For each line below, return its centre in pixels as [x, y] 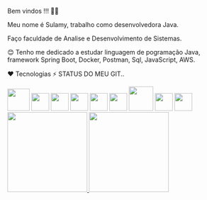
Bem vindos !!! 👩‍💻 [33, 11]
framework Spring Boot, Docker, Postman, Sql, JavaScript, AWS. [101, 60]
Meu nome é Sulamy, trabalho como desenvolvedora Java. [93, 24]
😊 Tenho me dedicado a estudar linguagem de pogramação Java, [104, 52]
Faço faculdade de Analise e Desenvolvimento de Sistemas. [95, 38]
